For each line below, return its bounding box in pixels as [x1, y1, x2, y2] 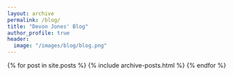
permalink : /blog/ [7, 17, 61, 23]
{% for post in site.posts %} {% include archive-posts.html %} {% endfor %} [7, 61, 227, 69]
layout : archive [7, 10, 54, 17]
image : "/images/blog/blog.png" [13, 42, 108, 49]
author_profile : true [7, 29, 70, 37]
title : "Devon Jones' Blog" [7, 23, 89, 30]
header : [7, 36, 30, 43]
